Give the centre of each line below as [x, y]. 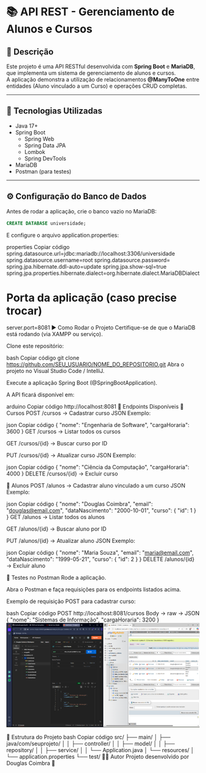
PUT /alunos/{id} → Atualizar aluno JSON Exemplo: [71, 541]
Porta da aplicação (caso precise [92, 298]
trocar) [25, 311]
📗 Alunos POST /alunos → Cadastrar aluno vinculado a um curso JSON [96, 486]
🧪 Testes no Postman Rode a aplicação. [56, 578]
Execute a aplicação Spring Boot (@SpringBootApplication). [82, 383]
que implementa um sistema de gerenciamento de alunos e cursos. [91, 73]
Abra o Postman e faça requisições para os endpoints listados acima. [94, 590]
